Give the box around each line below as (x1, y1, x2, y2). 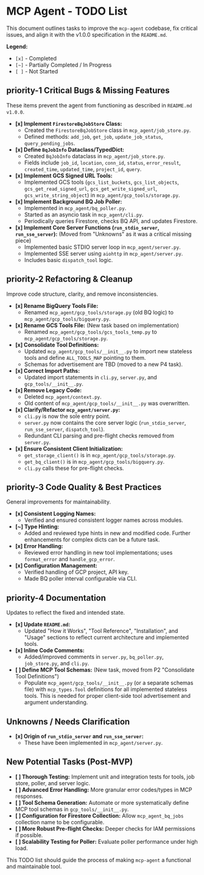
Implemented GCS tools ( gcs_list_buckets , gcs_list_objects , (24, 178, 180, 186)
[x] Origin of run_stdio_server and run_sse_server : (15, 733, 144, 740)
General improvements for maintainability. (6, 498, 111, 505)
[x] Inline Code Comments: (15, 646, 85, 654)
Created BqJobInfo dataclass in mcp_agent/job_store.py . (24, 152, 166, 159)
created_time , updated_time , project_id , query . (24, 165, 142, 172)
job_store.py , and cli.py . (24, 660, 90, 667)
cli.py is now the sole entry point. (24, 412, 111, 420)
